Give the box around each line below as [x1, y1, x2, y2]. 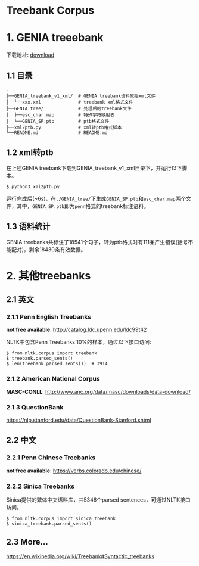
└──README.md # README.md [6, 129, 108, 136]
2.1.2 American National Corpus [6, 375, 100, 383]
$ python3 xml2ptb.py [6, 184, 60, 189]
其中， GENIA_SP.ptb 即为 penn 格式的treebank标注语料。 [16, 202, 150, 209]
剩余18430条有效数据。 [29, 245, 86, 253]
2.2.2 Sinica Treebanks [6, 482, 75, 490]
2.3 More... [6, 537, 49, 547]
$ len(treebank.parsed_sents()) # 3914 [6, 361, 108, 367]
